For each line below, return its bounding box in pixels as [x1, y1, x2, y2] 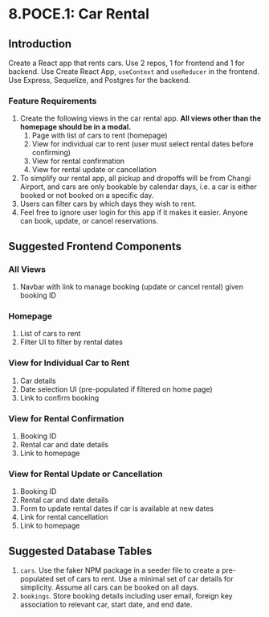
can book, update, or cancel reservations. [19, 216, 159, 226]
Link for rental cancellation [19, 512, 108, 522]
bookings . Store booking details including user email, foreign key [19, 590, 233, 600]
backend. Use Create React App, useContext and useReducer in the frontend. [8, 67, 259, 76]
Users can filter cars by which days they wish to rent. [19, 199, 197, 209]
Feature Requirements [8, 95, 97, 106]
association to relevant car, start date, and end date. [19, 599, 193, 609]
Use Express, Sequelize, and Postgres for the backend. [8, 76, 191, 84]
